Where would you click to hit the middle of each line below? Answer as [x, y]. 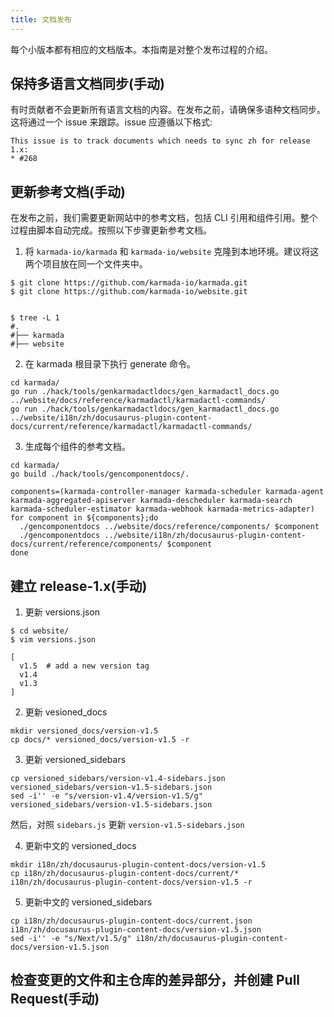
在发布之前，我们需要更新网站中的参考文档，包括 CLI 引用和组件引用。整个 [164, 218]
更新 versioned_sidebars [75, 760]
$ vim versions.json [53, 640]
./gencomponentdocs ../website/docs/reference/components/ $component [169, 527]
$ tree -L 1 [35, 318]
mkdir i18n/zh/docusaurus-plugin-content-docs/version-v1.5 [138, 865]
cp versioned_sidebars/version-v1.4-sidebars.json [118, 779]
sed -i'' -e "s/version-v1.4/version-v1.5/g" [106, 796]
